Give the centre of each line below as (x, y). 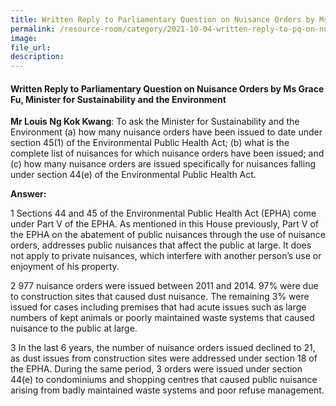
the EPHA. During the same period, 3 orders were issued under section (156, 369)
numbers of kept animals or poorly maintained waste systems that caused (162, 318)
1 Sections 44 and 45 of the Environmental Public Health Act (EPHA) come (163, 213)
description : (37, 57)
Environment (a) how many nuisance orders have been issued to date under (166, 132)
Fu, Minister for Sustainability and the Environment (118, 99)
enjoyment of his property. (65, 267)
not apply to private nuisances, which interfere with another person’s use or (166, 256)
